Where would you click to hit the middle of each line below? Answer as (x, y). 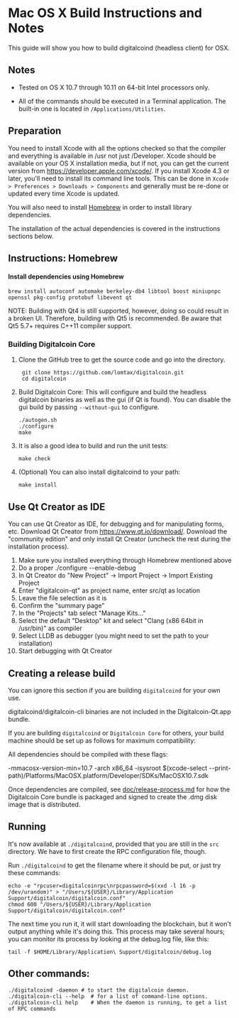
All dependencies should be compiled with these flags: (88, 754)
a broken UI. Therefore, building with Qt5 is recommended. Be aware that (115, 318)
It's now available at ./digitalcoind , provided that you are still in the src (113, 844)
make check (34, 459)
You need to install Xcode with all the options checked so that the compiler (117, 148)
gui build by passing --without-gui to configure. (89, 407)
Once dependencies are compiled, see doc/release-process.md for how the (119, 789)
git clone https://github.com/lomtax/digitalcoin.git (103, 373)
